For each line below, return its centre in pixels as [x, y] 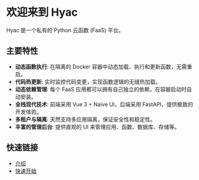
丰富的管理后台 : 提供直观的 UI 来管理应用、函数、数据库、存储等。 [97, 126]
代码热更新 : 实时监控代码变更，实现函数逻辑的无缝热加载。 [88, 81]
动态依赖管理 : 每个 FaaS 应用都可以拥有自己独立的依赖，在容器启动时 [101, 89]
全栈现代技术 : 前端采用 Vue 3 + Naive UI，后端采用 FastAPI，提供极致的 [104, 104]
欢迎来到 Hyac [42, 12]
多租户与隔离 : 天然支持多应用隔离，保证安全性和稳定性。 [85, 119]
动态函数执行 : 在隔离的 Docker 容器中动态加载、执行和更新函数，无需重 [103, 66]
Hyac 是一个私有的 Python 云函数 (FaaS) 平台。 [65, 30]
